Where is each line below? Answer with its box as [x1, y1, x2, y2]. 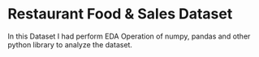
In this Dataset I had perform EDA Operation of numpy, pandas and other [7, 31, 251, 41]
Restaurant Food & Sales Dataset [7, 5, 233, 23]
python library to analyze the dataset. [7, 39, 133, 49]
